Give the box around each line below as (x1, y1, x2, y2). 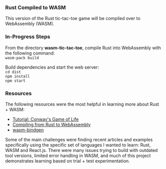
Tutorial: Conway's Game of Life (12, 116, 79, 122)
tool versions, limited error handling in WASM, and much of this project (5, 152, 151, 158)
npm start (5, 78, 26, 83)
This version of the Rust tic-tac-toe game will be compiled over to (5, 16, 141, 22)
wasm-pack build (5, 55, 39, 60)
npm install (5, 74, 30, 79)
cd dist (5, 69, 21, 74)
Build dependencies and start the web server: (5, 64, 99, 70)
